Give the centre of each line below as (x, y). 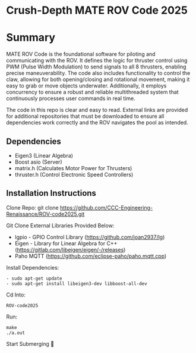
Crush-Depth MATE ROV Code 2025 (97, 10)
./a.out (16, 333)
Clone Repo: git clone (32, 207)
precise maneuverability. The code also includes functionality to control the (98, 73)
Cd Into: (16, 295)
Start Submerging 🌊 (30, 343)
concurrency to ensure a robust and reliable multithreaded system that (93, 92)
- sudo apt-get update (34, 278)
